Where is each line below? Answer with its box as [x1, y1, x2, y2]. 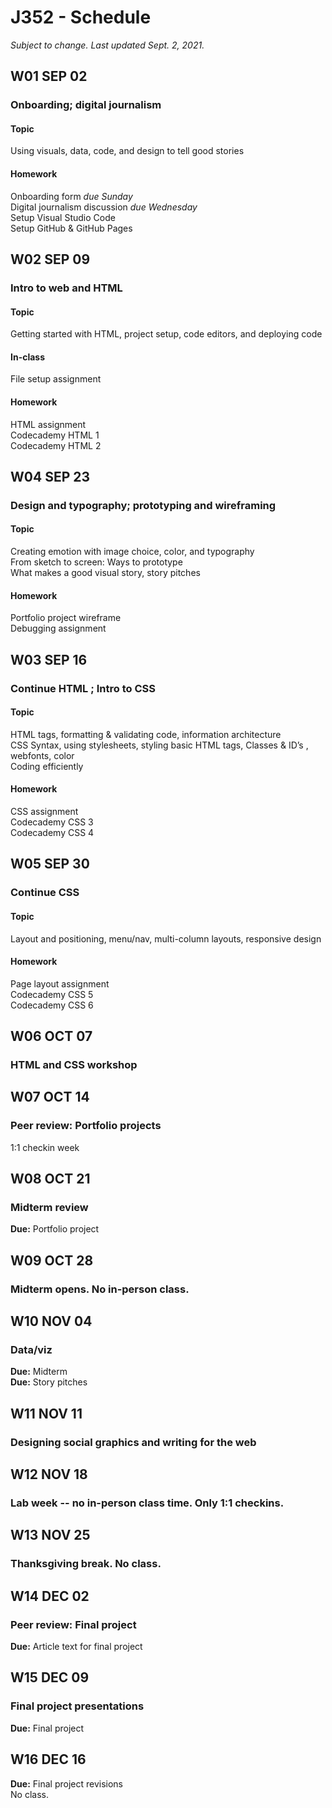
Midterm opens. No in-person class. [10, 1282, 190, 1296]
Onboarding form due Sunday [10, 190, 133, 202]
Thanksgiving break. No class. [10, 1557, 162, 1571]
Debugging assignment [10, 622, 107, 635]
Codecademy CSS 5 [10, 988, 94, 1000]
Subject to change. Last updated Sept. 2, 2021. [10, 39, 205, 51]
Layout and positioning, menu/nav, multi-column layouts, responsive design [10, 932, 322, 945]
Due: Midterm [10, 1366, 68, 1378]
